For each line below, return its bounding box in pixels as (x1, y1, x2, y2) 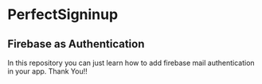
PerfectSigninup (7, 6, 119, 24)
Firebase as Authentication (7, 37, 145, 51)
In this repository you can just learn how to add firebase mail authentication (7, 58, 256, 67)
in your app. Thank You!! (7, 67, 88, 76)
